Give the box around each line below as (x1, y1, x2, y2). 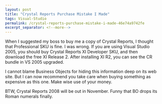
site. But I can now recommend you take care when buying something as (5, 74, 151, 80)
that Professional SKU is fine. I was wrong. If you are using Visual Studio (5, 44, 150, 50)
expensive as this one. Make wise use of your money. (5, 79, 112, 85)
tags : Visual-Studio (5, 16, 47, 21)
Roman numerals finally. (5, 93, 54, 100)
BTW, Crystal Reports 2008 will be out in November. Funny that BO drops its (5, 88, 157, 94)
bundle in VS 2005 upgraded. (5, 59, 64, 65)
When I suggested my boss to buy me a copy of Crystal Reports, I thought (5, 38, 154, 44)
